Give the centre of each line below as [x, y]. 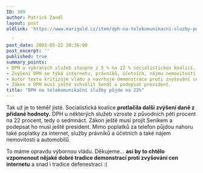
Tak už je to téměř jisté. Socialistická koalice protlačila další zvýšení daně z [101, 107]
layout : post [23, 23]
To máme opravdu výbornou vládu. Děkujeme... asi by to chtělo [85, 151]
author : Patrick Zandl [35, 18]
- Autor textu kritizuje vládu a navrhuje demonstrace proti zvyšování [98, 79]
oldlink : [17, 29]
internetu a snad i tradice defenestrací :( [57, 164]
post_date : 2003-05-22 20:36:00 [47, 45]
